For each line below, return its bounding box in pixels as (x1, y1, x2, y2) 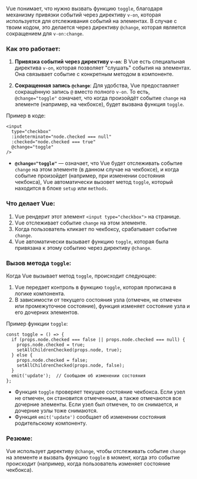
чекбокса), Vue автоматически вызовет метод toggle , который (14, 179, 173, 186)
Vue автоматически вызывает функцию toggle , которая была (14, 238, 169, 245)
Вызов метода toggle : (6, 259, 72, 267)
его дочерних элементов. (14, 309, 79, 316)
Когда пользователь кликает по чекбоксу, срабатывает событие (14, 225, 178, 232)
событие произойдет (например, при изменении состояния (14, 172, 165, 179)
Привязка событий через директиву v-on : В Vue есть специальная (14, 58, 185, 65)
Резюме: (6, 434, 33, 442)
